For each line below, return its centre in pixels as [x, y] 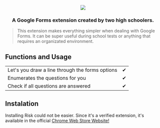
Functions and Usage [38, 57]
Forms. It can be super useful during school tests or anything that [84, 36]
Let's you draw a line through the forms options [62, 70]
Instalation [22, 104]
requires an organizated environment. [55, 41]
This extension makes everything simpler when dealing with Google [86, 31]
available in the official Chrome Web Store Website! [57, 121]
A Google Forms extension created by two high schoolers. [83, 20]
